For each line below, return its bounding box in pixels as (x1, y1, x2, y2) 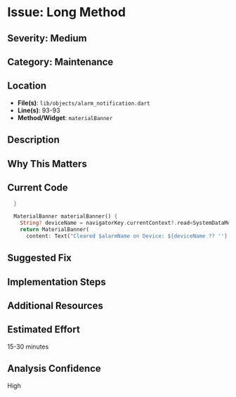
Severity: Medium (7, 32, 87, 44)
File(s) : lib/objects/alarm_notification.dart (17, 98, 150, 107)
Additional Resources (7, 299, 103, 311)
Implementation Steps (7, 275, 107, 288)
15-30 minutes (7, 342, 49, 351)
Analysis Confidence (7, 363, 102, 375)
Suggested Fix (7, 252, 72, 264)
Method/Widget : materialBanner (17, 113, 113, 122)
